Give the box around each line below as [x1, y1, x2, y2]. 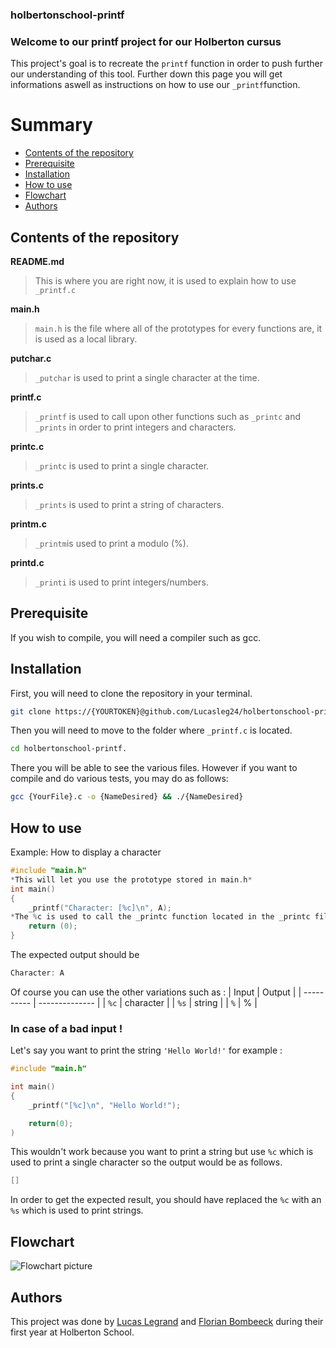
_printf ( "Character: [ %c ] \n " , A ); [28, 903, 172, 913]
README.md [10, 255, 65, 267]
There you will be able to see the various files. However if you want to [10, 762, 298, 774]
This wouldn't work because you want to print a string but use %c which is [10, 1146, 314, 1158]
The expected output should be [10, 949, 140, 961]
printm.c [10, 518, 47, 530]
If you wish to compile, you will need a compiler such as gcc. [10, 631, 262, 643]
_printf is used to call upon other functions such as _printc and [34, 410, 302, 422]
